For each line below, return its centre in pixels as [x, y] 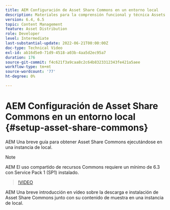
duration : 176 [20, 57]
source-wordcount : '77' [31, 72]
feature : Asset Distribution [36, 29]
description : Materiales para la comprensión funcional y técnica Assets [86, 15]
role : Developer [22, 34]
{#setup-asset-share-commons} [77, 128]
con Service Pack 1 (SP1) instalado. [42, 172]
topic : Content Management [34, 24]
